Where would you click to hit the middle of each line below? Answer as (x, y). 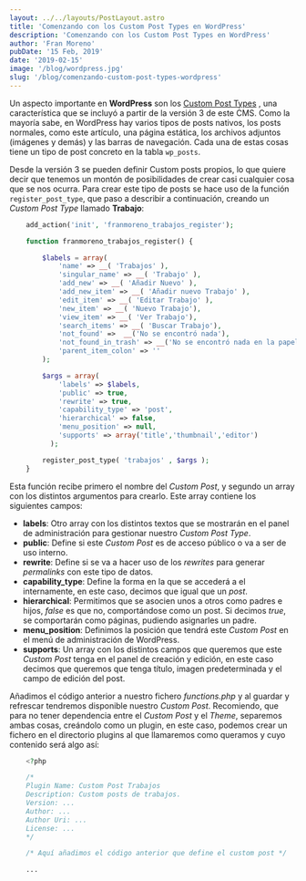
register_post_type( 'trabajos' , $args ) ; (126, 460)
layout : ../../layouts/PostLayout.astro (87, 18)
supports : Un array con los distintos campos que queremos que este (152, 649)
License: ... (51, 828)
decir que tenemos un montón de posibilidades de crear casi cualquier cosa (152, 179)
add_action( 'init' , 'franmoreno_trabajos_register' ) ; (130, 224)
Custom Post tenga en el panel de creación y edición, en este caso (148, 658)
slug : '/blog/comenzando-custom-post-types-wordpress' (116, 78)
